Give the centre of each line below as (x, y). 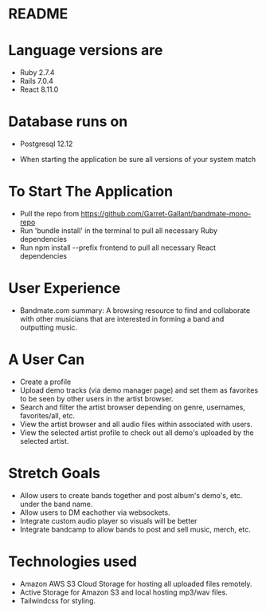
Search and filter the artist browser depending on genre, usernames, (132, 407)
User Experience (65, 289)
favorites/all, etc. (47, 415)
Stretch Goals (55, 474)
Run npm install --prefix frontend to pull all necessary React (118, 247)
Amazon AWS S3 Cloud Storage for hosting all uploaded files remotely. (136, 583)
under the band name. (56, 504)
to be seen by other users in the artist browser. (96, 398)
